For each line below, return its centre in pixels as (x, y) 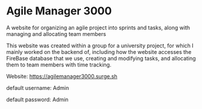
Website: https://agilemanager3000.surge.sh (62, 76)
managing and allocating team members (56, 34)
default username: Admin (38, 87)
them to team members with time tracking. (59, 65)
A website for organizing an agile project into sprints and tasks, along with (98, 28)
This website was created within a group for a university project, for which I (100, 46)
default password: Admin (37, 99)
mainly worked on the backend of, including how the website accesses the (99, 52)
